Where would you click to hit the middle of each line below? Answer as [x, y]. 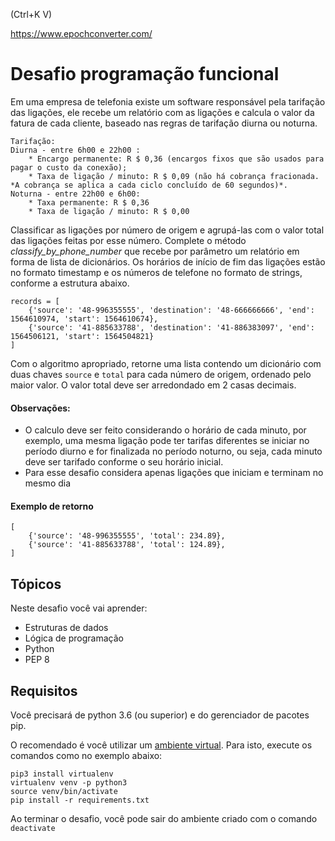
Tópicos [36, 584]
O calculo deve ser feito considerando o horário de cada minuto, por [165, 430]
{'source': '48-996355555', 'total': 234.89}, [127, 536]
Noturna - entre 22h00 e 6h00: [75, 194]
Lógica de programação [74, 638]
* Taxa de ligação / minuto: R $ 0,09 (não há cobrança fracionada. [174, 176]
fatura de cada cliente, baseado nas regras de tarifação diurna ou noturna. [164, 123]
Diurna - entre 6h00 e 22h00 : [75, 150]
